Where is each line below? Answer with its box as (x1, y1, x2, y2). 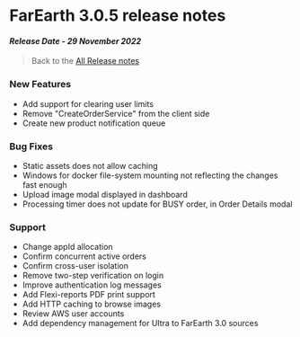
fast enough (22, 179, 67, 190)
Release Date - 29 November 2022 (9, 35, 142, 46)
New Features (9, 78, 72, 91)
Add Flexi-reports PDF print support (22, 289, 155, 300)
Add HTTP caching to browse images (22, 298, 162, 310)
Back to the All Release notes (31, 56, 140, 67)
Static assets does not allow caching (22, 160, 159, 171)
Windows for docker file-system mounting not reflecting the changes (22, 170, 278, 181)
